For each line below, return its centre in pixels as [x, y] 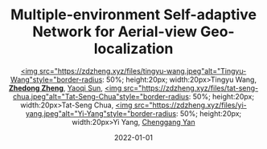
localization [133, 49]
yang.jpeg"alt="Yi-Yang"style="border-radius [101, 113]
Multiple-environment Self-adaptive [133, 15]
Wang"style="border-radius [56, 79]
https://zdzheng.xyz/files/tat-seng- [200, 88]
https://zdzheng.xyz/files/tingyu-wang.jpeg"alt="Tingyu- [152, 70]
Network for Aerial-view [115, 32]
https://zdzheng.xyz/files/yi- [199, 105]
